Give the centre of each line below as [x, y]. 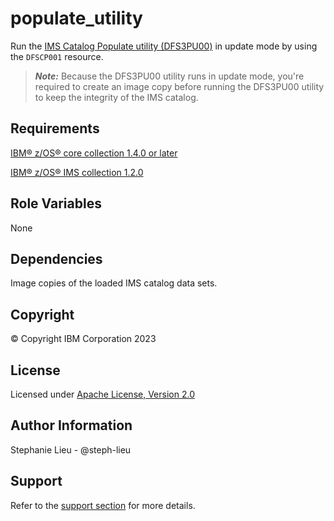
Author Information [71, 425]
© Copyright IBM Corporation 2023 [83, 339]
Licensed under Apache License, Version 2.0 [102, 394]
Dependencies [56, 258]
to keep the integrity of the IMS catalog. [116, 97]
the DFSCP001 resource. [57, 56]
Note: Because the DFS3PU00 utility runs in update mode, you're [169, 76]
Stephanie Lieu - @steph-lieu [71, 449]
